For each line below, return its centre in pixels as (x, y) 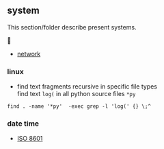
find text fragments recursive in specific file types (87, 87)
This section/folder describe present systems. (72, 27)
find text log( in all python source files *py (76, 94)
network (29, 54)
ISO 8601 (30, 139)
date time (23, 124)
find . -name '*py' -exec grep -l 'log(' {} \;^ (79, 106)
